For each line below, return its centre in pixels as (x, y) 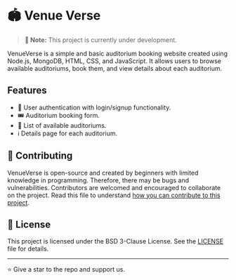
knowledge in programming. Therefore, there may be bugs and (98, 180)
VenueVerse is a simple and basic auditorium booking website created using (118, 53)
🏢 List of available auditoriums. (62, 125)
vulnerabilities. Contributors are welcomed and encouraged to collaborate (114, 187)
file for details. (28, 249)
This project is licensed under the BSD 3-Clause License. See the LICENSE (115, 241)
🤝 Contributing (40, 156)
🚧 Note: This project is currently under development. (100, 40)
